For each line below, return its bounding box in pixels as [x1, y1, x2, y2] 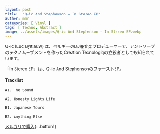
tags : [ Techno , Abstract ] [5, 25, 62, 30]
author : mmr [5, 16, 29, 21]
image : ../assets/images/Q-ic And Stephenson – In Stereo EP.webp [5, 30, 142, 34]
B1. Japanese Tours [5, 105, 44, 110]
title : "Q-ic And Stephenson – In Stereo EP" [5, 12, 101, 16]
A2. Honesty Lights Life [5, 97, 55, 102]
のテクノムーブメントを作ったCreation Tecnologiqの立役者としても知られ [5, 49, 150, 55]
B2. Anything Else [5, 114, 42, 119]
